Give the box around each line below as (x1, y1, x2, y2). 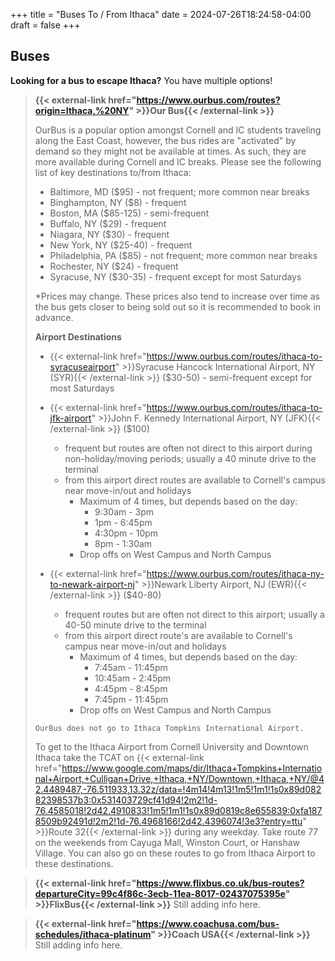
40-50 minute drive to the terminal (64, 619, 207, 631)
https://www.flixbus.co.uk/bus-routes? (136, 877, 305, 889)
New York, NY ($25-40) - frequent (49, 239, 193, 251)
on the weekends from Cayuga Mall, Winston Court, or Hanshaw (34, 836, 301, 848)
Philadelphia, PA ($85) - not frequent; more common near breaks (49, 249, 318, 261)
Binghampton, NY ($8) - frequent (49, 196, 187, 208)
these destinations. (34, 857, 114, 869)
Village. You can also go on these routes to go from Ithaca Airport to (34, 847, 316, 859)
